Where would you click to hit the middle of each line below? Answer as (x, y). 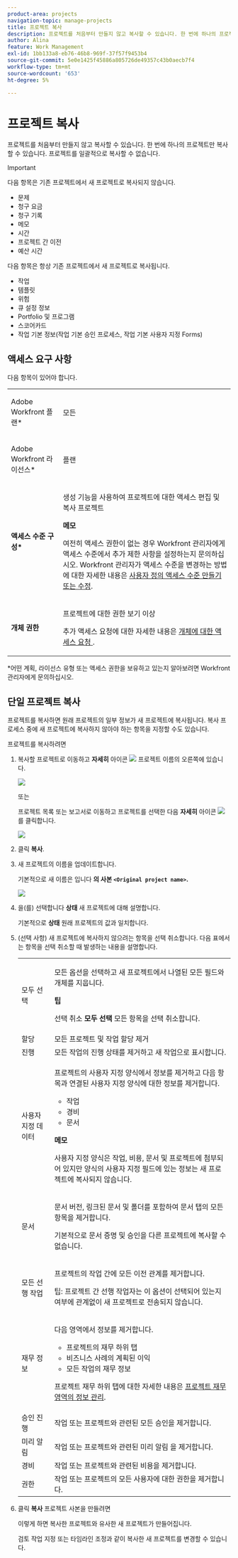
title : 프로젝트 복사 (35, 27)
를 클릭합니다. (37, 820)
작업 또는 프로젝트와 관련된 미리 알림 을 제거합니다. (134, 1446)
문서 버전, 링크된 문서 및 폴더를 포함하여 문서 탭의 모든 (139, 1207)
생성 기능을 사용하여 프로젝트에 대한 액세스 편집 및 (141, 497)
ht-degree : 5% (28, 80)
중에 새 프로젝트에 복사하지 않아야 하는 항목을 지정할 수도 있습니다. (118, 729)
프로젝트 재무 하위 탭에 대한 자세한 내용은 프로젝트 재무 (140, 1386)
